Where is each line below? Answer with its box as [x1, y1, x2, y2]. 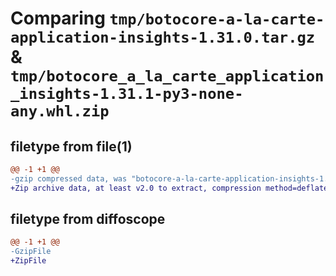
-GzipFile [10, 247, 52, 257]
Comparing [10, 7, 106, 30]
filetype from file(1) [10, 138, 133, 155]
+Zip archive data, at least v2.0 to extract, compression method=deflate [10, 183, 329, 193]
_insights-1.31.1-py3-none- [10, 85, 244, 104]
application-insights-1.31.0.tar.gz [10, 28, 316, 47]
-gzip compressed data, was [10, 173, 128, 184]
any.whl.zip [10, 102, 110, 121]
